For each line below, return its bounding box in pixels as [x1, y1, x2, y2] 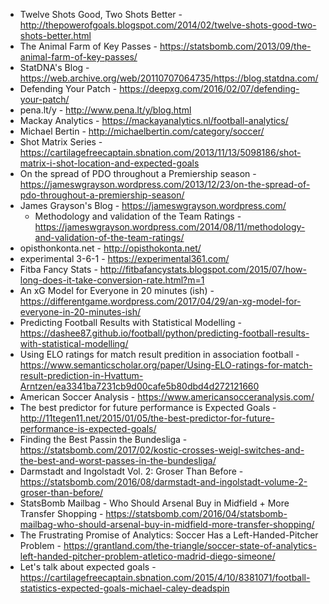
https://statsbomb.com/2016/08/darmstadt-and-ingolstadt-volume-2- [19, 476, 308, 488]
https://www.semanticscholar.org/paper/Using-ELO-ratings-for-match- [19, 359, 313, 371]
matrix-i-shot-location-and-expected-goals [19, 157, 200, 169]
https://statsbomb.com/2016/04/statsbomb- [105, 508, 288, 519]
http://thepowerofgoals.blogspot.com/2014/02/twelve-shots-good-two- [19, 19, 317, 31]
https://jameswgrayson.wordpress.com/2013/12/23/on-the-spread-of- [19, 179, 311, 190]
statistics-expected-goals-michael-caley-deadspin [19, 582, 230, 594]
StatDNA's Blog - [19, 62, 90, 73]
